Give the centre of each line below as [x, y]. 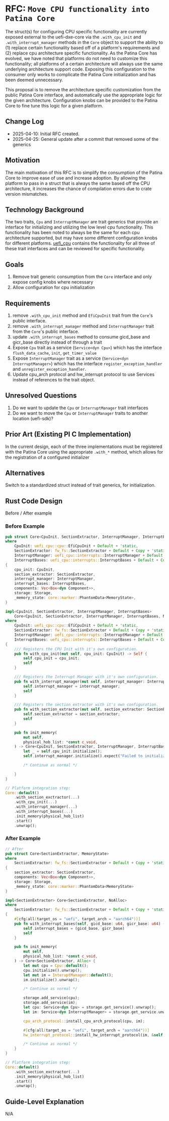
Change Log [25, 122]
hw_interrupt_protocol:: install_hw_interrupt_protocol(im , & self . [94, 1035]
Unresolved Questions [41, 396]
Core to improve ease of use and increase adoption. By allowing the [75, 178]
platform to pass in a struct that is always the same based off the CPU [77, 183]
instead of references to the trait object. [54, 380]
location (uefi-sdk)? [33, 418]
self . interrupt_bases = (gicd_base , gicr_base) [74, 928]
